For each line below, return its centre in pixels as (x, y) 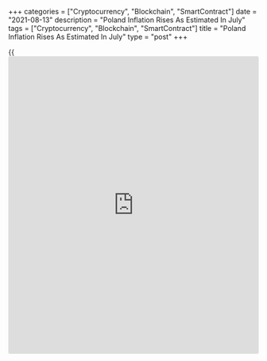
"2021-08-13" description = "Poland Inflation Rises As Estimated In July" (127, 20)
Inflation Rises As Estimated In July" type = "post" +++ (98, 36)
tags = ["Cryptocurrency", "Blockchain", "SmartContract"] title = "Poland (127, 28)
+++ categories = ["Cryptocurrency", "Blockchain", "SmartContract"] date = (133, 12)
